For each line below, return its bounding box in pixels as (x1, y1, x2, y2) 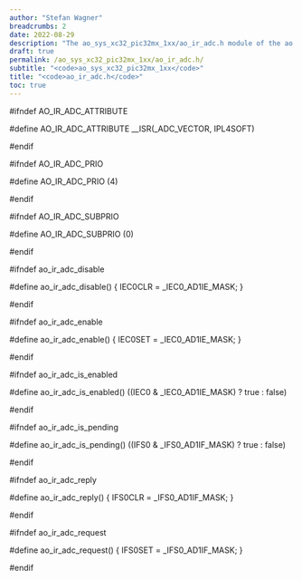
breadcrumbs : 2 (9, 22, 67, 31)
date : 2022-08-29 (9, 30, 75, 39)
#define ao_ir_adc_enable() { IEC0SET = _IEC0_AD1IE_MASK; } (9, 333, 241, 344)
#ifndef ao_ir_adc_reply (9, 474, 98, 485)
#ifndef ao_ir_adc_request (9, 527, 107, 537)
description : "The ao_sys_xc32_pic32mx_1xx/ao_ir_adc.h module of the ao (9, 38, 294, 48)
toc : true (9, 81, 47, 90)
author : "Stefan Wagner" (9, 13, 103, 23)
